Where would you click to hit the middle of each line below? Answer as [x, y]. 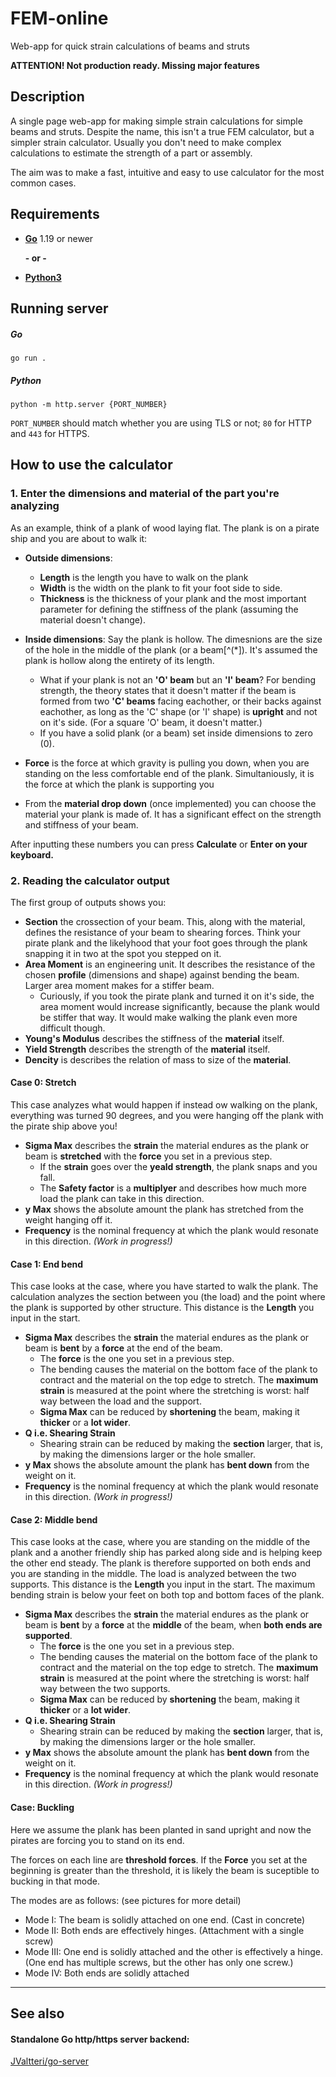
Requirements [55, 214]
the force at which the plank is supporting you [119, 784]
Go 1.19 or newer [59, 238]
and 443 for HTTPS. [50, 433]
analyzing [35, 506]
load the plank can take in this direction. [122, 1199]
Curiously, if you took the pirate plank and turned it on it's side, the [177, 996]
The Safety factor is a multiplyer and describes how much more [173, 1188]
